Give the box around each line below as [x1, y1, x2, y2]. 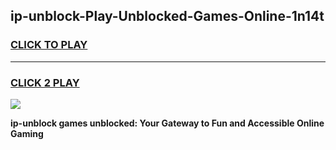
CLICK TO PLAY [10, 38, 88, 52]
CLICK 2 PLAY [10, 75, 80, 89]
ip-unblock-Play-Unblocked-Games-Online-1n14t [10, 8, 325, 25]
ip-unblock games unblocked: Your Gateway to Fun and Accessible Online [10, 117, 325, 129]
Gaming [10, 127, 44, 139]
